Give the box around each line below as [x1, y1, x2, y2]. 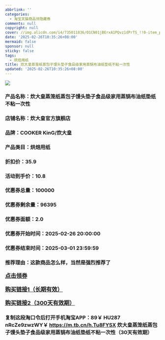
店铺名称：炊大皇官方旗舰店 [5, 115, 71, 122]
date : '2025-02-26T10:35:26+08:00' [5, 35, 78, 40]
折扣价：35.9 [5, 158, 37, 165]
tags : [5, 53, 16, 58]
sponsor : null [5, 44, 34, 49]
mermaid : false [5, 39, 36, 44]
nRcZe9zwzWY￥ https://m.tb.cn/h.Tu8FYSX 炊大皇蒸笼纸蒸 [5, 321, 153, 328]
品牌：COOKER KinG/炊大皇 [5, 129, 72, 136]
